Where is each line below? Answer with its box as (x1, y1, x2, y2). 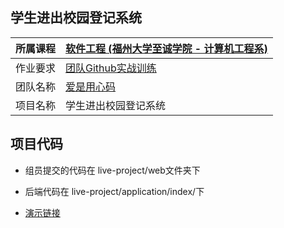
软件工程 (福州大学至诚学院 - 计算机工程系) (65, 41, 268, 55)
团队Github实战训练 (65, 61, 157, 75)
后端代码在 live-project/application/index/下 (24, 185, 205, 197)
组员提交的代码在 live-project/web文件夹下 (24, 164, 201, 176)
